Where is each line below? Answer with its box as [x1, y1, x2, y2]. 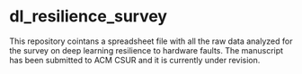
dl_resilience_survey [9, 6, 168, 27]
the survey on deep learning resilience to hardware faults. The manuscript [9, 45, 284, 55]
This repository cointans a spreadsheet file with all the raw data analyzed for [9, 36, 293, 46]
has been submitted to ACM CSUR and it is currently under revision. [9, 54, 261, 65]
